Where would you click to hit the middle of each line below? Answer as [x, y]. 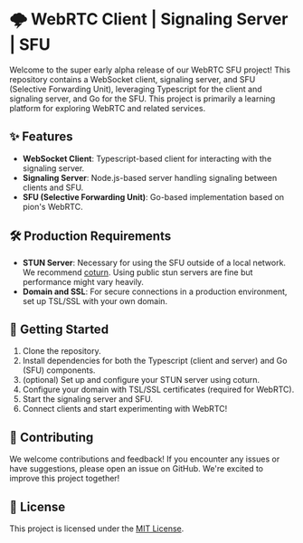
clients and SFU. [53, 187]
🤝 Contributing [52, 437]
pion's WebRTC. [52, 206]
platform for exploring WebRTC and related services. [108, 108]
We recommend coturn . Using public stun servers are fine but [137, 272]
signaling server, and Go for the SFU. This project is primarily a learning [142, 99]
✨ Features [41, 137]
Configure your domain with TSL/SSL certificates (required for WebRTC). [158, 390]
